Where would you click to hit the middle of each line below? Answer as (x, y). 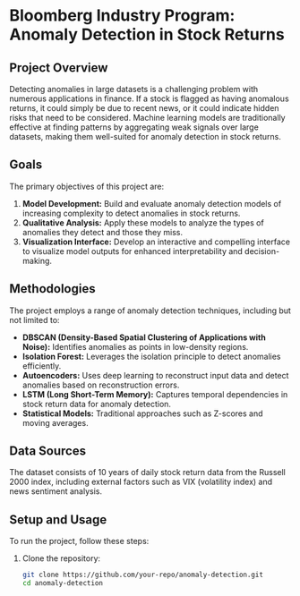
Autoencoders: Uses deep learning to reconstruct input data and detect (155, 375)
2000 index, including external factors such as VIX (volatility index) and (141, 482)
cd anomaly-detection (62, 583)
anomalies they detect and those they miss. (103, 232)
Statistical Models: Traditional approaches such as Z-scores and (142, 413)
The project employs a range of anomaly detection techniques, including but (150, 311)
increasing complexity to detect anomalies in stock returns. (131, 213)
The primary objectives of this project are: (87, 186)
